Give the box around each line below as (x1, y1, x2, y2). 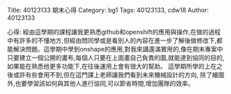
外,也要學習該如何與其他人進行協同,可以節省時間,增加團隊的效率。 (7, 80, 195, 87)
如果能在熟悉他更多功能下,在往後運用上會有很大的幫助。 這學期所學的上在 (7, 62, 216, 70)
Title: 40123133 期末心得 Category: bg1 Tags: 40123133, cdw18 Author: (7, 6, 209, 14)
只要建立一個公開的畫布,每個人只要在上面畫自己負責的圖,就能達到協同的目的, (7, 54, 225, 62)
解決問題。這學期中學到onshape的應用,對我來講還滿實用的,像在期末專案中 (12, 45, 223, 53)
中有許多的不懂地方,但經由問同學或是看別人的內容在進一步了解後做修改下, (7, 36, 217, 45)
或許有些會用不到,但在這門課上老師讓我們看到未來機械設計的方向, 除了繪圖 (12, 71, 225, 79)
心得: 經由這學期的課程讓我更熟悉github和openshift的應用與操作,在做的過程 (7, 28, 221, 36)
